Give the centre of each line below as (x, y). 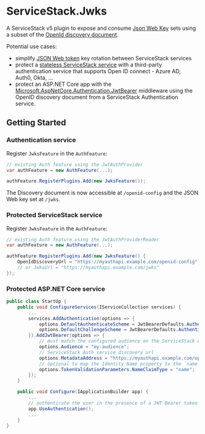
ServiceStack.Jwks (57, 11)
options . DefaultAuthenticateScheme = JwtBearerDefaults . (113, 324)
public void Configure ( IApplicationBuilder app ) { (83, 392)
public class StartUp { (37, 302)
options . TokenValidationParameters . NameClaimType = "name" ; (117, 369)
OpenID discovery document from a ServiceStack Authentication (96, 97)
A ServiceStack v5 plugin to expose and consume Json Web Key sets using (101, 28)
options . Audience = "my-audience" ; (84, 347)
